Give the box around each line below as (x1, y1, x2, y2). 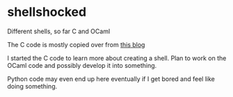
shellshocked (7, 4, 87, 20)
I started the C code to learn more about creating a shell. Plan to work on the (7, 53, 227, 62)
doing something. (7, 82, 58, 90)
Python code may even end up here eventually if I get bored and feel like (7, 74, 216, 83)
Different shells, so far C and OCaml (7, 27, 111, 35)
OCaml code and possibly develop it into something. (7, 61, 157, 69)
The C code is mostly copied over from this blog (7, 40, 145, 48)
